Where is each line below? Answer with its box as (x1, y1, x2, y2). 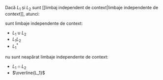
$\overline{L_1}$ (12, 70, 45, 76)
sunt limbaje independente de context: (5, 20, 83, 26)
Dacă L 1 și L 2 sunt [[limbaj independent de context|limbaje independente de (5, 5, 159, 12)
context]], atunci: (5, 11, 40, 17)
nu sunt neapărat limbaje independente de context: (5, 54, 109, 60)
